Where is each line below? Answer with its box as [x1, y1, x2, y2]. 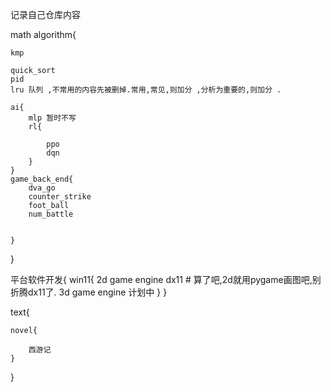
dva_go [28, 183, 56, 193]
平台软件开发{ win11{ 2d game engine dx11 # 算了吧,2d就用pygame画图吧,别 [10, 274, 322, 285]
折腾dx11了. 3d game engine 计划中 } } [10, 286, 168, 298]
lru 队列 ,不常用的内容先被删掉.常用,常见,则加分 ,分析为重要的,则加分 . [10, 85, 282, 95]
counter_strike [28, 192, 92, 202]
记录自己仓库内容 [10, 9, 81, 20]
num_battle [28, 209, 74, 219]
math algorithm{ [10, 29, 77, 40]
